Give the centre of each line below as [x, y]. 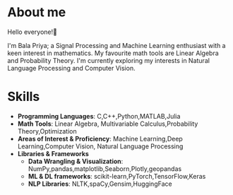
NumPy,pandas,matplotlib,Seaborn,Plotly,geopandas [105, 169]
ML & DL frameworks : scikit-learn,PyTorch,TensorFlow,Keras [117, 176]
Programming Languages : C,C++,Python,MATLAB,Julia [99, 116]
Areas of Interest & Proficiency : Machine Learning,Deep [100, 138]
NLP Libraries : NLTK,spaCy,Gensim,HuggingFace [100, 184]
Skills [24, 97]
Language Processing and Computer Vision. [71, 68]
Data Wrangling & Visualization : [76, 161]
